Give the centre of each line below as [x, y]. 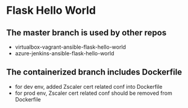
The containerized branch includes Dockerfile [94, 72]
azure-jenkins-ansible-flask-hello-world [64, 53]
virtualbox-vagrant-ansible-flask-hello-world [70, 47]
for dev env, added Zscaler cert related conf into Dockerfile [89, 86]
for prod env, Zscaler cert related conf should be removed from [94, 93]
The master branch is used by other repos [86, 33]
